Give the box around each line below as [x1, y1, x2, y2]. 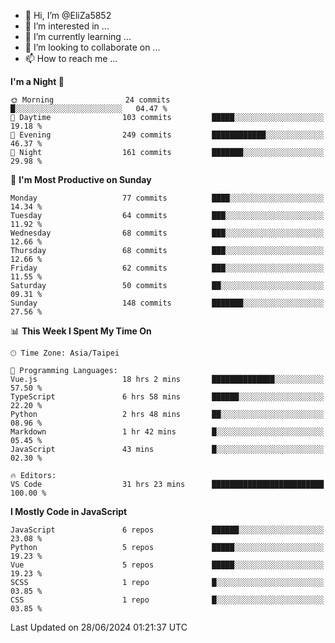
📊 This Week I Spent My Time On [10, 325, 152, 337]
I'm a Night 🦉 [10, 76, 65, 87]
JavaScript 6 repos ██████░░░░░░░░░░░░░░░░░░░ [10, 525, 325, 535]
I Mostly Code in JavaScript [10, 506, 128, 517]
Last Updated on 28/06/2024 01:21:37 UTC [10, 621, 188, 633]
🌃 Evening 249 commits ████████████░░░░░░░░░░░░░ [10, 130, 325, 140]
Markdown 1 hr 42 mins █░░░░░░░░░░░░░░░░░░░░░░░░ [10, 427, 325, 437]
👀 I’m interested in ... [24, 20, 110, 32]
